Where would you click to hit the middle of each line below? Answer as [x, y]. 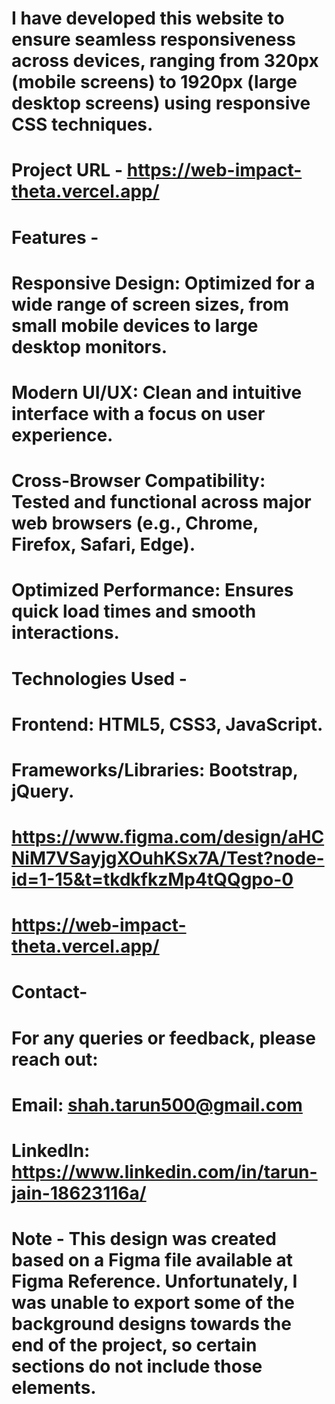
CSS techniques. [82, 124]
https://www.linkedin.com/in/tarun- [164, 1172]
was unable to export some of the [153, 1303]
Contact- [49, 992]
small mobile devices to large [135, 325]
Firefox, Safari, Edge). [103, 544]
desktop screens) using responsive [161, 103]
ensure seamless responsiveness [153, 39]
